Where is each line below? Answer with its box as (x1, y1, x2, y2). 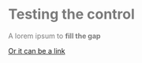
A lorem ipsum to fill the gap (8, 31, 101, 40)
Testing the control (8, 5, 136, 23)
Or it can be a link (8, 46, 65, 55)
